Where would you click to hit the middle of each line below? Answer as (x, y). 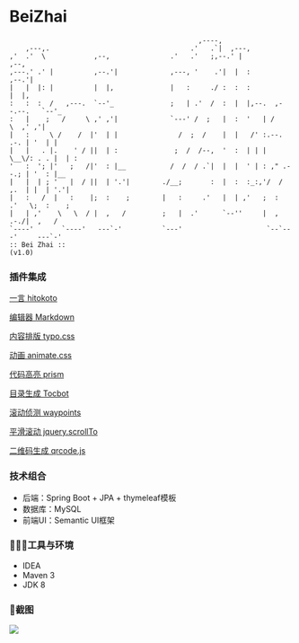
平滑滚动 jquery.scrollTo (54, 432)
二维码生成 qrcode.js (48, 451)
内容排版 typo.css (42, 336)
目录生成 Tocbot (39, 393)
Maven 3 (39, 575)
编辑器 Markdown (42, 317)
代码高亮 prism (37, 374)
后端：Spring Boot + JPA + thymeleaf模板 (99, 498)
